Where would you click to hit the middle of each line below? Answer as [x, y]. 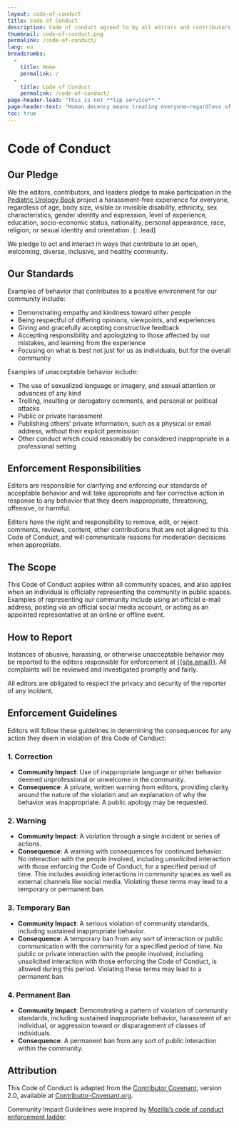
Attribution [32, 1071]
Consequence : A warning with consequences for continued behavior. [120, 851]
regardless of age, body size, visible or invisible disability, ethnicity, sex [112, 207]
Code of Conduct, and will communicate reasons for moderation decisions [117, 537]
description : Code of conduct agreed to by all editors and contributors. [121, 27]
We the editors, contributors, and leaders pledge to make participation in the [119, 192]
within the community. [50, 1048]
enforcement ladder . [37, 1117]
